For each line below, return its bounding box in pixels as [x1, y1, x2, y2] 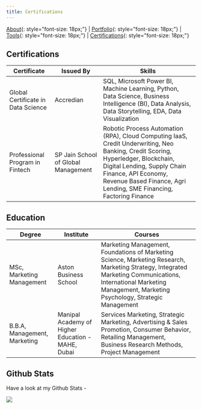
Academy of [57, 318, 92, 327]
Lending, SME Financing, [103, 185, 173, 193]
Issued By [61, 67, 91, 75]
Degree [20, 230, 41, 239]
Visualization [103, 115, 139, 123]
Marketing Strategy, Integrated [100, 263, 188, 271]
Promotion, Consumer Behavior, [100, 325, 191, 334]
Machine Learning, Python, [103, 85, 179, 93]
